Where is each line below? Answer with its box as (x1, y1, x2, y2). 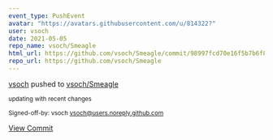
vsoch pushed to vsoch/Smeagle (8, 78, 119, 89)
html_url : (8, 49, 42, 57)
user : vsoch (8, 27, 49, 35)
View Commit (8, 123, 54, 133)
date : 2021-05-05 (8, 34, 67, 43)
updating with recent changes (8, 95, 92, 103)
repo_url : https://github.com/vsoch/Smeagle (8, 57, 162, 66)
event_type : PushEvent (8, 11, 85, 20)
